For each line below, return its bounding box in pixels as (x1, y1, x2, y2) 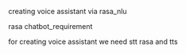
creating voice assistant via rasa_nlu (8, 7, 127, 16)
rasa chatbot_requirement (8, 22, 93, 31)
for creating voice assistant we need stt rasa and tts (8, 37, 178, 46)
